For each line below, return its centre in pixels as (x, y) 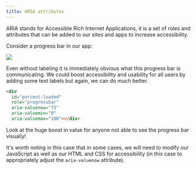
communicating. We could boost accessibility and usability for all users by (96, 75)
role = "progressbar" (35, 102)
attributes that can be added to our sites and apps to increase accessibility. (97, 34)
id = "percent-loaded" (36, 97)
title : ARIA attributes (35, 11)
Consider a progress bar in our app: (49, 46)
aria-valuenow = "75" (35, 108)
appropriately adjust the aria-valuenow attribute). (65, 160)
